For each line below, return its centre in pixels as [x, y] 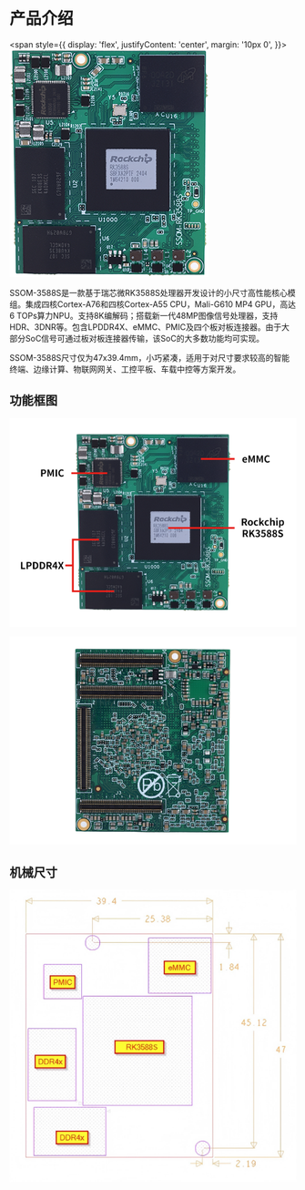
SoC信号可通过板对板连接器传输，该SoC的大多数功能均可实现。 [145, 338]
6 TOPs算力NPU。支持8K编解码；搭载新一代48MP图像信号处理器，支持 [144, 315]
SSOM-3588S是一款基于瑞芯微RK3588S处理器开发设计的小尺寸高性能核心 [149, 292]
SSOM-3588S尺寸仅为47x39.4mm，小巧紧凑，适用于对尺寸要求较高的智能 [150, 357]
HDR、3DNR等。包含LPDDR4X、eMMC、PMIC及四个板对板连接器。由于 [146, 327]
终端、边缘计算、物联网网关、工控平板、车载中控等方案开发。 [125, 369]
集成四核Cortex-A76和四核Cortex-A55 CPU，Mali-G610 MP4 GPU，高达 [160, 304]
